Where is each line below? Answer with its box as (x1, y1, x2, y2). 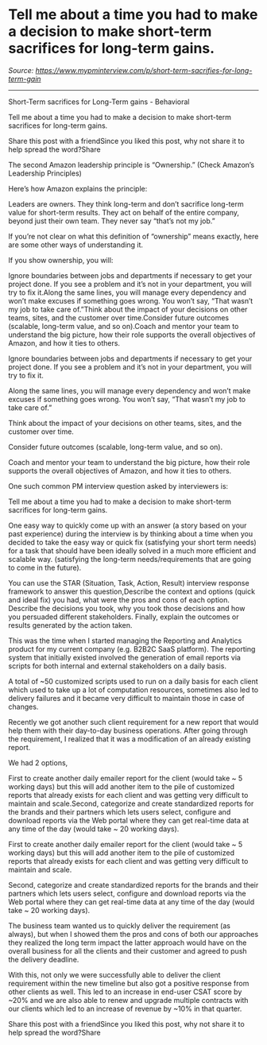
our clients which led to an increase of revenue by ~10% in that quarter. (8, 1004, 242, 1013)
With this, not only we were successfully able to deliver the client (8, 970, 221, 979)
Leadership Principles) (8, 168, 82, 178)
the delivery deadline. (8, 954, 79, 964)
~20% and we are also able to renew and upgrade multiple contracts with (8, 995, 249, 1004)
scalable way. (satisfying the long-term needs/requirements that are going (8, 554, 252, 563)
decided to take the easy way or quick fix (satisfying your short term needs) (8, 537, 257, 547)
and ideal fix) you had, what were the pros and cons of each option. (8, 594, 230, 605)
